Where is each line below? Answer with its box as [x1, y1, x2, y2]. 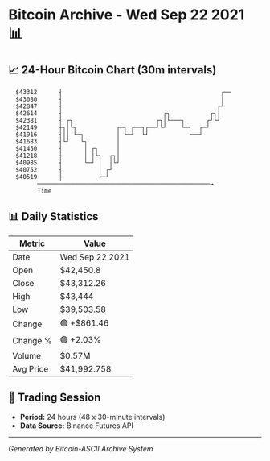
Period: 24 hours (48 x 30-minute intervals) [19, 412, 166, 422]
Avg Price [12, 363, 49, 374]
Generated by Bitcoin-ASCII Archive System [8, 443, 153, 453]
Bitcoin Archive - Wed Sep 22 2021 [8, 6, 245, 24]
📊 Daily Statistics [8, 210, 99, 223]
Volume [12, 350, 42, 361]
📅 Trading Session [8, 391, 101, 405]
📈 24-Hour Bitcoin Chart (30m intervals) [8, 63, 217, 77]
